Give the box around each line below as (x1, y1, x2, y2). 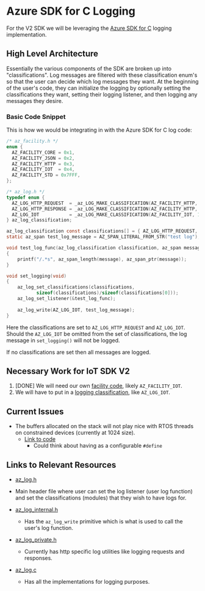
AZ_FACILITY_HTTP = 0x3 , (12, 160, 75, 167)
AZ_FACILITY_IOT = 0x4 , (12, 167, 75, 173)
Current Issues (6, 406, 64, 417)
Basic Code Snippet (6, 112, 66, 121)
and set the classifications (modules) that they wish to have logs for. (15, 494, 187, 501)
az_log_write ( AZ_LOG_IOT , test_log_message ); (17, 307, 135, 313)
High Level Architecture (6, 49, 99, 59)
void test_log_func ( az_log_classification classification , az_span (6, 245, 182, 251)
